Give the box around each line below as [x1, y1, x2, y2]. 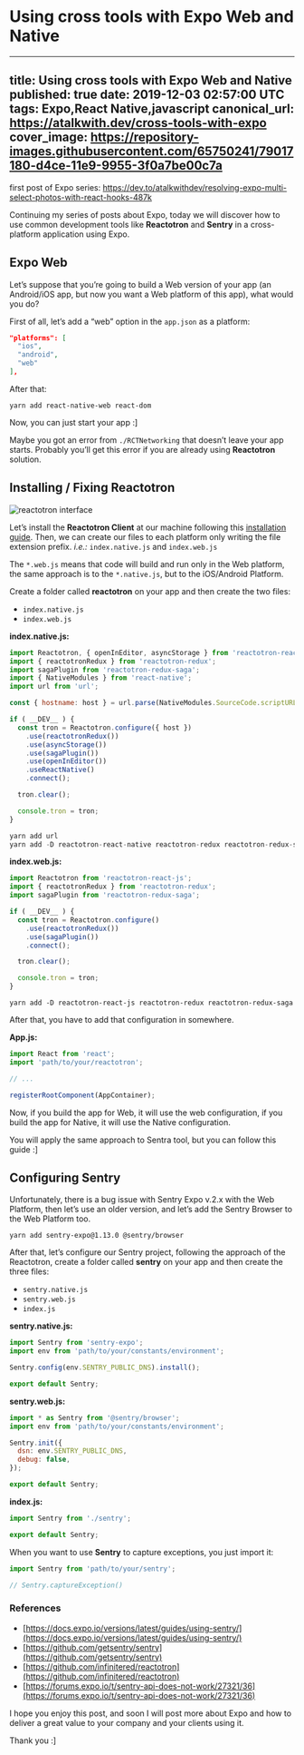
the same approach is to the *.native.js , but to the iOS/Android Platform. [9, 568, 284, 579]
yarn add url [9, 831, 59, 840]
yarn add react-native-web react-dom [9, 401, 152, 410]
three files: [9, 1266, 50, 1277]
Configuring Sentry [9, 1170, 121, 1185]
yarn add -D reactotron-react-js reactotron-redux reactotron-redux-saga [9, 998, 294, 1007]
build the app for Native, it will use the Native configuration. [9, 1116, 231, 1127]
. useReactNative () [25, 765, 95, 775]
